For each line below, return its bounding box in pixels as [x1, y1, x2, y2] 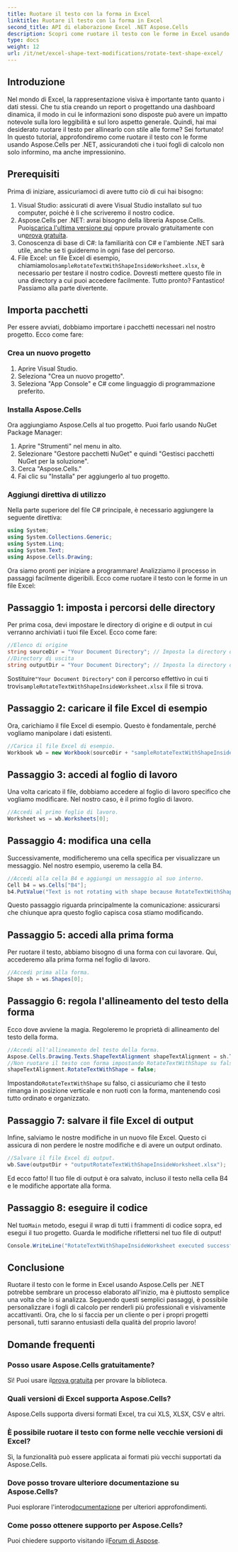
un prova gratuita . [17, 231, 69, 240]
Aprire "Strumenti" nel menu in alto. [17, 442, 122, 450]
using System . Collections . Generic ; [7, 534, 113, 541]
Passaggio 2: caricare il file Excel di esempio [7, 702, 208, 714]
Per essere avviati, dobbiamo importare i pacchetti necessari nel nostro [7, 323, 216, 332]
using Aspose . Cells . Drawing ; [7, 553, 93, 561]
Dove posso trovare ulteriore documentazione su [7, 1478, 179, 1488]
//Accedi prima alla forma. [7, 969, 91, 977]
